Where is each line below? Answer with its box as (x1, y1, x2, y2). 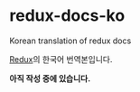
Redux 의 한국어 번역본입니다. (9, 53, 113, 64)
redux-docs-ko (9, 5, 126, 26)
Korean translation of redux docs (9, 35, 132, 46)
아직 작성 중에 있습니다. (9, 73, 91, 84)
